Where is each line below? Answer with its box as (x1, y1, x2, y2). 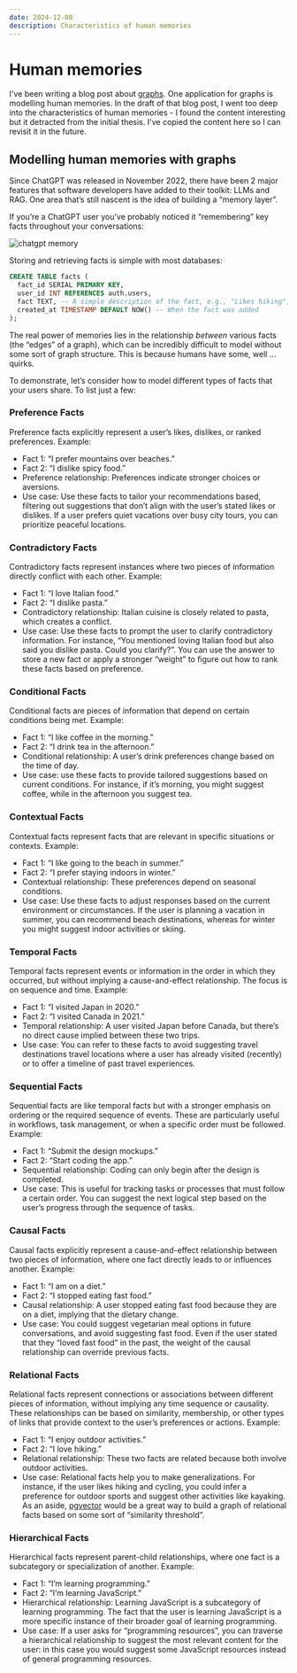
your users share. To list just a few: (9, 385, 137, 395)
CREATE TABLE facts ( (9, 272, 89, 282)
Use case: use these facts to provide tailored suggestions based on (21, 770, 268, 781)
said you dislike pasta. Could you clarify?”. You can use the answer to (21, 644, 276, 656)
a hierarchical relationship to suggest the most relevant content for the (21, 1635, 278, 1646)
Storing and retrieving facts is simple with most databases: (9, 255, 223, 266)
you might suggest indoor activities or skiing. (21, 923, 187, 934)
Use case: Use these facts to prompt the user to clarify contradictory (21, 626, 273, 636)
